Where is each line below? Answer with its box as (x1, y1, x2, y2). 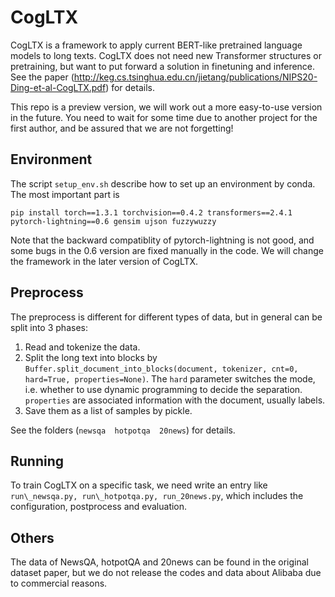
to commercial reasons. (10, 577, 108, 590)
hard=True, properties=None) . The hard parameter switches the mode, (24, 372, 316, 385)
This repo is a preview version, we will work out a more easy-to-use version (10, 101, 323, 113)
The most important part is (10, 188, 120, 200)
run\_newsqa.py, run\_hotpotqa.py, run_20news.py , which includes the (10, 490, 304, 502)
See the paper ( (10, 71, 75, 83)
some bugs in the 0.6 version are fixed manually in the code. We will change (10, 244, 324, 256)
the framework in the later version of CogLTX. (10, 255, 199, 267)
